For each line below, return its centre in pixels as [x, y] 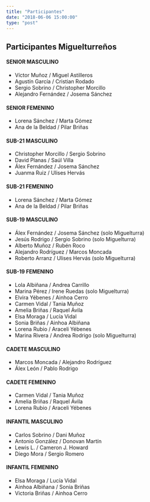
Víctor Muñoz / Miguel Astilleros [54, 75]
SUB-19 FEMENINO [30, 271]
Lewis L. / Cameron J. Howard [51, 447]
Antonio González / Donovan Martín [58, 441]
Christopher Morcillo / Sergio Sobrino [60, 154]
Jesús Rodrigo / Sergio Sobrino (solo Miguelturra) [75, 239]
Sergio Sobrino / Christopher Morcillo [60, 87]
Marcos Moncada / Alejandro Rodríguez [63, 362]
